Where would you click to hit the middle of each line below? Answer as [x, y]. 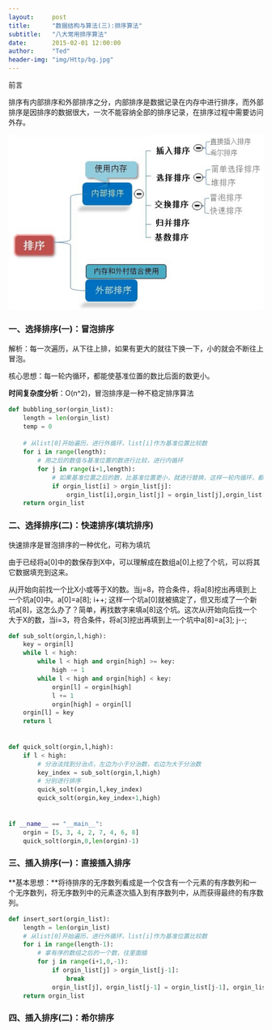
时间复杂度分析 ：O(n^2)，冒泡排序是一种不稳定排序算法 [101, 393]
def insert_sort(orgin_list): [59, 919]
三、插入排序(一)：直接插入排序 [70, 863]
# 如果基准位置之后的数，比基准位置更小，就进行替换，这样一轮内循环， [155, 478]
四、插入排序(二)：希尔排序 [62, 1018]
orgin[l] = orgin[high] [91, 687]
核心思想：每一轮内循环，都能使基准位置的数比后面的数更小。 [111, 376]
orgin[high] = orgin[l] [91, 704]
